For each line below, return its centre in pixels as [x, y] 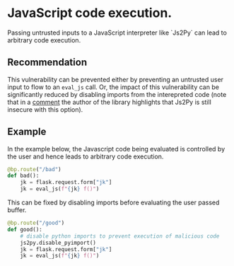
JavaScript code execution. [90, 13]
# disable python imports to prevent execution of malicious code [120, 236]
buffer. [17, 210]
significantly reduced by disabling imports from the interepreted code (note [117, 94]
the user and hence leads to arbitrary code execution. [86, 156]
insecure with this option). [45, 109]
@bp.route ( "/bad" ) [34, 169]
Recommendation [47, 63]
